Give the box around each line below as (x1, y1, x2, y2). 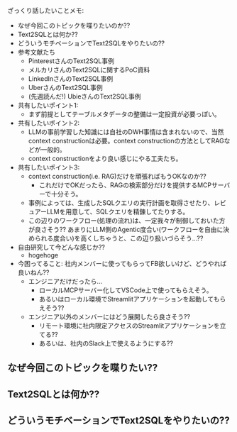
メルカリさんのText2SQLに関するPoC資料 (28, 66, 150, 74)
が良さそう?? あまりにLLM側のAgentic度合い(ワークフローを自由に (28, 226, 224, 233)
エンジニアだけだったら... (28, 277, 103, 285)
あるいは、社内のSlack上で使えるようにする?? (38, 339, 174, 348)
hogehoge (28, 251, 59, 259)
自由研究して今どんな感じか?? (17, 243, 105, 251)
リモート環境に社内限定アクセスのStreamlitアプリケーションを (38, 321, 220, 330)
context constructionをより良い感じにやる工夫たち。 (28, 155, 182, 162)
